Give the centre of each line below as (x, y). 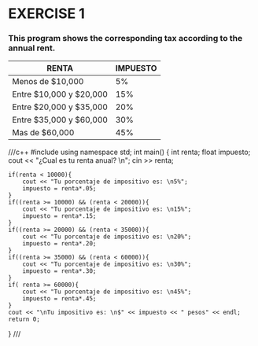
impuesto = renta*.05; (59, 189)
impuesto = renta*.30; (59, 271)
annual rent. (32, 48)
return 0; (24, 319)
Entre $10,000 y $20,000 (60, 94)
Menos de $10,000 (48, 82)
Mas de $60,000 (43, 133)
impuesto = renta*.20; (59, 244)
